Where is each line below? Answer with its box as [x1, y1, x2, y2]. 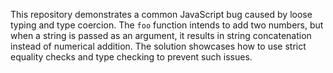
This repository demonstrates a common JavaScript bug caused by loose [10, 9, 313, 20]
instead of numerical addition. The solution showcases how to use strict [10, 40, 307, 52]
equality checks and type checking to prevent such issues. [10, 51, 253, 63]
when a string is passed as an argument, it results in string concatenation [10, 30, 312, 41]
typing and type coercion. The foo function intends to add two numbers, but [10, 19, 324, 31]
